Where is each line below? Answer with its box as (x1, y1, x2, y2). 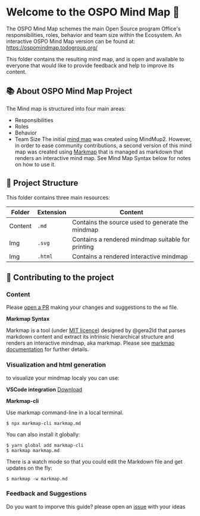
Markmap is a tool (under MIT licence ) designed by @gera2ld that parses (6, 327, 186, 334)
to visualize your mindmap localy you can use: (6, 374, 120, 381)
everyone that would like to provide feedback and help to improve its (6, 62, 174, 69)
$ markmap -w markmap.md (6, 476, 68, 481)
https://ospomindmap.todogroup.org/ (6, 44, 98, 51)
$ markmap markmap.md (6, 448, 60, 454)
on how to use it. (14, 161, 56, 168)
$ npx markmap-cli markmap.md (6, 420, 82, 426)
